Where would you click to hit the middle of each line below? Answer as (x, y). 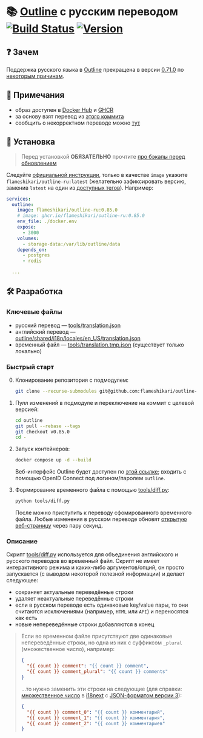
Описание (22, 542)
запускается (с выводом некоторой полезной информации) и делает (95, 574)
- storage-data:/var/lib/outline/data (71, 244)
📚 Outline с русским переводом (92, 12)
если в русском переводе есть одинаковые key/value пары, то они (101, 605)
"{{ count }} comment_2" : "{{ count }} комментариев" (96, 723)
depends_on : (32, 250)
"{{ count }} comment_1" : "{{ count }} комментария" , (96, 718)
